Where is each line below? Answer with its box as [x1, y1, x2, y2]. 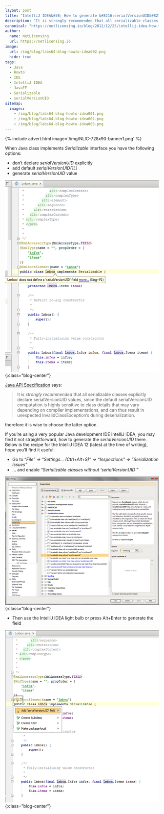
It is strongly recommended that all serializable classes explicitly [17, 392, 146, 397]
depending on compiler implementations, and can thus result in [17, 407, 144, 413]
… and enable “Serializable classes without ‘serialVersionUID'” [12, 467, 139, 473]
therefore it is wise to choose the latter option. [5, 422, 98, 428]
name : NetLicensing [9, 34, 49, 39]
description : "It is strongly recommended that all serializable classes [5, 18, 159, 23]
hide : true [9, 54, 32, 59]
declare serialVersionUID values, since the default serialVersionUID [17, 397, 152, 403]
